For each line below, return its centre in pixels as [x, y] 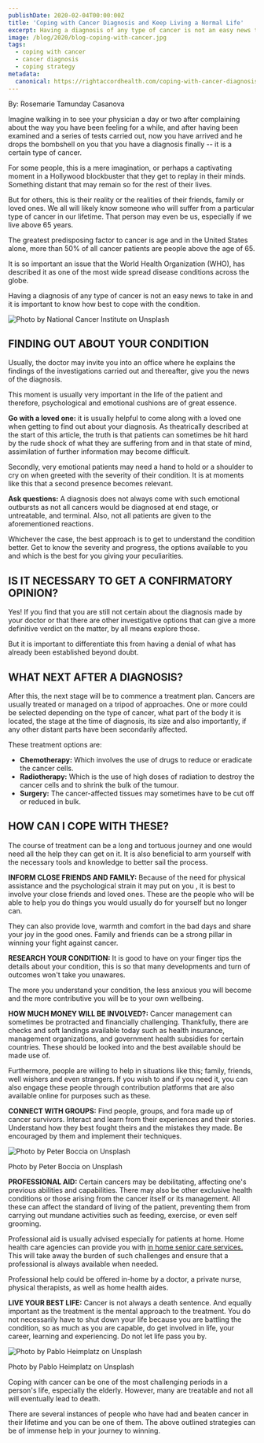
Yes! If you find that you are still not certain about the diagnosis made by [125, 612]
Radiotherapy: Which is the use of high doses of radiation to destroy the [137, 777]
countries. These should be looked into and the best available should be [125, 1046]
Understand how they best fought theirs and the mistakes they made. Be [125, 1127]
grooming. [25, 1223]
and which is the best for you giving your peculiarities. [96, 556]
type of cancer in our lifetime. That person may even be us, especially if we [130, 216]
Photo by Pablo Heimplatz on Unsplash [71, 1367]
